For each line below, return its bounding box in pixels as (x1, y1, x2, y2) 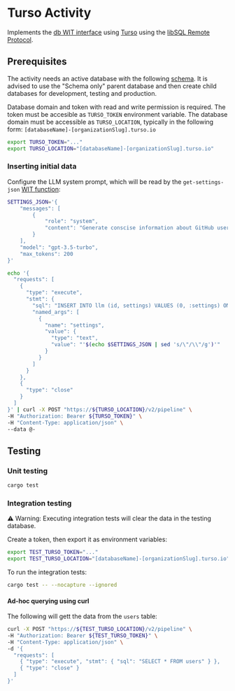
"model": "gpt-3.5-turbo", (20, 243, 99, 251)
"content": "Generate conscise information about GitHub (44, 225, 215, 231)
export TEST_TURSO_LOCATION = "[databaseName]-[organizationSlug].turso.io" (7, 555, 230, 562)
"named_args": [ (32, 308, 80, 315)
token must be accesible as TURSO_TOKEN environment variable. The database (7, 110, 228, 118)
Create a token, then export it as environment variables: (7, 535, 168, 543)
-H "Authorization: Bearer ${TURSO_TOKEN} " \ (7, 413, 142, 420)
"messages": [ (20, 205, 61, 212)
